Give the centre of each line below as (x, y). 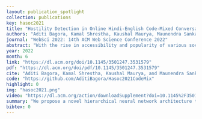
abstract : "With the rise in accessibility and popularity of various (96, 46)
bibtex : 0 (19, 107)
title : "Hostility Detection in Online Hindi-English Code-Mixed (90, 29)
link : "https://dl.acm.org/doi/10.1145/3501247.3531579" (79, 62)
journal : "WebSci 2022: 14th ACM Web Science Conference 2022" (87, 40)
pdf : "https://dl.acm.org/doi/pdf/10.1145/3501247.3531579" (83, 68)
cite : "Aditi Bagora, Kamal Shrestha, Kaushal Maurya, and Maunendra (95, 73)
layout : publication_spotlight (45, 12)
